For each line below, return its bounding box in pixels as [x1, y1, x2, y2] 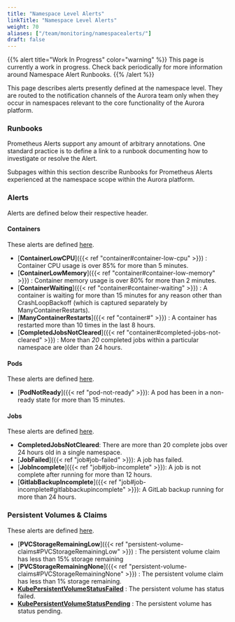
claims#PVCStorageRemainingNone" [17, 570, 124, 578]
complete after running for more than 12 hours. [17, 470, 152, 479]
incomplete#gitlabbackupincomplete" [17, 486, 126, 494]
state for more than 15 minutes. [36, 396, 126, 404]
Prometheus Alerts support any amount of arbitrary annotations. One [7, 139, 206, 148]
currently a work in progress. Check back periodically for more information [7, 63, 222, 71]
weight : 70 [7, 23, 39, 30]
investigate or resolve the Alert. [7, 155, 98, 163]
